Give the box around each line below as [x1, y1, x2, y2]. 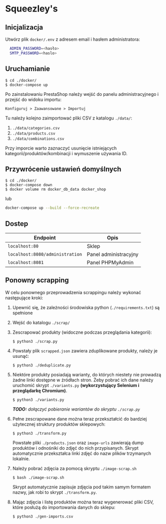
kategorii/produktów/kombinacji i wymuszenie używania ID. [5, 150, 127, 156]
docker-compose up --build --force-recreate [5, 205, 99, 211]
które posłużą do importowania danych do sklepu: [12, 504, 116, 510]
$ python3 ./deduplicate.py [12, 362, 71, 368]
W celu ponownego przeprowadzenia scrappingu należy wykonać [5, 289, 141, 295]
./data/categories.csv [12, 125, 60, 130]
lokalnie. [12, 455, 30, 462]
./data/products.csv [12, 131, 55, 136]
